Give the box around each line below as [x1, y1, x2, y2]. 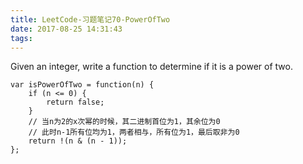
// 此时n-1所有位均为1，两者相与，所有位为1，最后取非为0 [28, 127, 240, 138]
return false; [46, 97, 105, 108]
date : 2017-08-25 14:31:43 [10, 24, 123, 34]
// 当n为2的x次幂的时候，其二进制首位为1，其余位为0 [28, 117, 221, 127]
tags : [10, 33, 33, 43]
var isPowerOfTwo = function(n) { [10, 80, 155, 90]
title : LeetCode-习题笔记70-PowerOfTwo [10, 14, 171, 25]
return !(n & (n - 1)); [28, 136, 128, 146]
